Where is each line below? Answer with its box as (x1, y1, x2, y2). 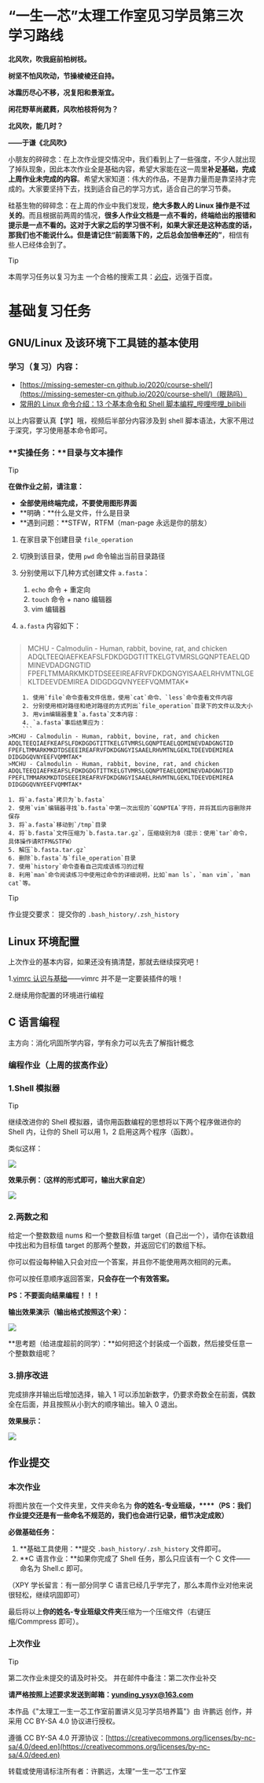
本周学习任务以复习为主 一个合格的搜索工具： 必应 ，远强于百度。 (8, 272, 217, 281)
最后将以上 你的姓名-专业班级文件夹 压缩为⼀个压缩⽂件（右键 (8, 1607, 204, 1616)
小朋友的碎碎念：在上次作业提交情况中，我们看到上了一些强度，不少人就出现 (8, 154, 256, 163)
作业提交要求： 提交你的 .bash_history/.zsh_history (8, 909, 180, 919)
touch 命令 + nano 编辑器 (31, 595, 112, 604)
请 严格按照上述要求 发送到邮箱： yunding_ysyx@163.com (8, 1689, 194, 1699)
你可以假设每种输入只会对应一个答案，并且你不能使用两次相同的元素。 (8, 1257, 236, 1267)
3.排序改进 (8, 1370, 49, 1381)
